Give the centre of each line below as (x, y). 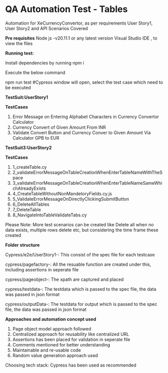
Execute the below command (35, 72)
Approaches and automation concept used (51, 319)
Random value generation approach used (55, 355)
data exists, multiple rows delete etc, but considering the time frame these (82, 230)
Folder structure (23, 245)
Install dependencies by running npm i (45, 63)
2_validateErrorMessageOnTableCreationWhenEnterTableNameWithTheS (88, 172)
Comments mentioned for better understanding (61, 344)
